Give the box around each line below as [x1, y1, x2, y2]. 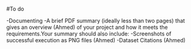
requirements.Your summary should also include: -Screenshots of [6, 30, 172, 37]
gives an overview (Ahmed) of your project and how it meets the [6, 24, 168, 31]
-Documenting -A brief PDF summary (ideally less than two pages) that [6, 17, 185, 24]
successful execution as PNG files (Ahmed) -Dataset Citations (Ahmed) [6, 37, 186, 43]
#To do [6, 6, 24, 12]
